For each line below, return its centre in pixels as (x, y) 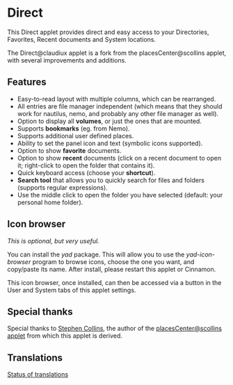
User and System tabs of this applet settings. (72, 290)
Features (27, 82)
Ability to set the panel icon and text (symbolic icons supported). (110, 143)
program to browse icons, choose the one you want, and (113, 261)
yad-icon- (201, 254)
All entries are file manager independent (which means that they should (120, 106)
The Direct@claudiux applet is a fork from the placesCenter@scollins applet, (117, 53)
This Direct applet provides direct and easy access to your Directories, (108, 32)
